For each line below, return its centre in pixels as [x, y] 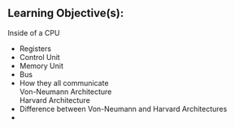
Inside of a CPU [34, 32]
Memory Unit [41, 66]
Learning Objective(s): [66, 13]
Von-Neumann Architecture [65, 92]
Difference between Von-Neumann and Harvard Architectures [123, 109]
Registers [35, 49]
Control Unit [39, 57]
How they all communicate [64, 83]
